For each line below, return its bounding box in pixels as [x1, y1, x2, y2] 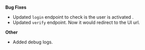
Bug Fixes [5, 5, 27, 10]
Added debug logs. [12, 39, 53, 45]
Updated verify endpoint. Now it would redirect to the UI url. [12, 20, 140, 25]
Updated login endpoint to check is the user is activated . [12, 14, 134, 20]
